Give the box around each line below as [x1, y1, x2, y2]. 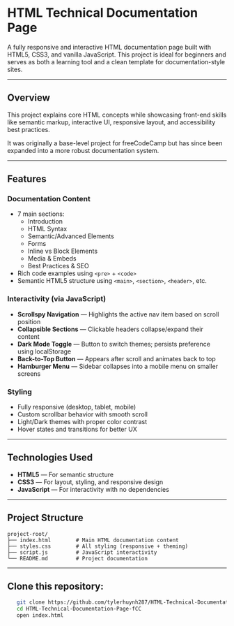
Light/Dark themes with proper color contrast [17, 418, 148, 426]
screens [17, 369, 41, 378]
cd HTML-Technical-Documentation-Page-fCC [16, 606, 141, 613]
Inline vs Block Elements [27, 247, 98, 256]
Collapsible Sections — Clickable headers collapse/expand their [17, 325, 203, 333]
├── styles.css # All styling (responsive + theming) [7, 543, 189, 550]
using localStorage [17, 347, 72, 356]
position [17, 317, 41, 326]
